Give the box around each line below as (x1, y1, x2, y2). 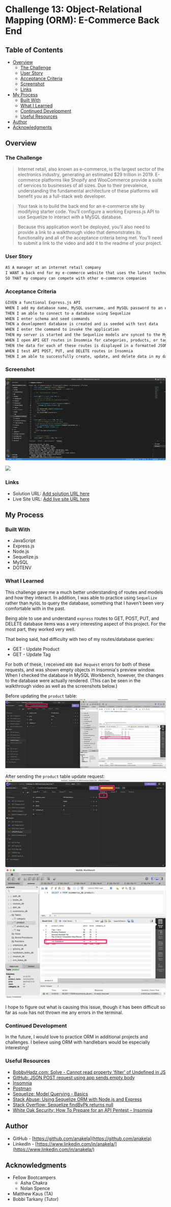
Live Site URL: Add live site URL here (12, 496, 90, 502)
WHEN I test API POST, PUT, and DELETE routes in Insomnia (5, 348, 133, 353)
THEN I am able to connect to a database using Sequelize (5, 310, 131, 316)
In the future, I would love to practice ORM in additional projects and (5, 1034, 148, 1040)
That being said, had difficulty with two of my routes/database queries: (5, 636, 154, 642)
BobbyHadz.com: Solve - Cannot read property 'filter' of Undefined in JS (12, 1069, 166, 1075)
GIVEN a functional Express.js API (5, 300, 81, 305)
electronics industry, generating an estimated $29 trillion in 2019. (17, 171, 154, 177)
